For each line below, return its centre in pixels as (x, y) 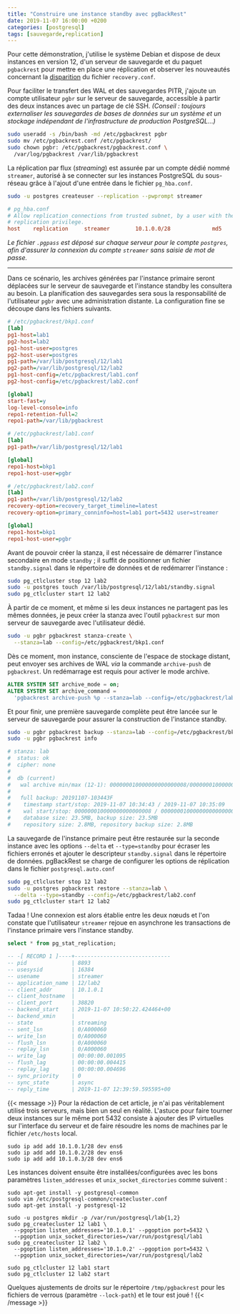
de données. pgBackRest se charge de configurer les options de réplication (119, 861)
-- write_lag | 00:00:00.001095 (67, 1056)
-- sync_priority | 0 (44, 1075)
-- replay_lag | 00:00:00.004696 (67, 1069)
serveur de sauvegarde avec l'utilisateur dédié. (76, 623)
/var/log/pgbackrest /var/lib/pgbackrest (76, 154)
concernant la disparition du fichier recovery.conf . (81, 77)
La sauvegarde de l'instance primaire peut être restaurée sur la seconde (114, 838)
